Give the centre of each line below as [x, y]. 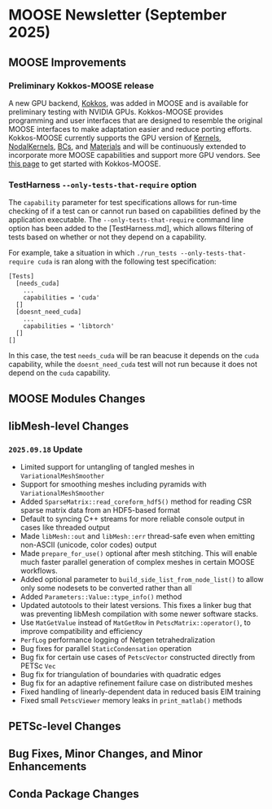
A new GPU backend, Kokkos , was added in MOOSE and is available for [129, 103]
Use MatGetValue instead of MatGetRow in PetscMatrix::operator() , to [135, 623]
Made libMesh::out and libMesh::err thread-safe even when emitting [137, 536]
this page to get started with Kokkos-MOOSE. [85, 164]
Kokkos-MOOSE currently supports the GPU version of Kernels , [115, 138]
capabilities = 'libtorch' [69, 326]
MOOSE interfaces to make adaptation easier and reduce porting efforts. [130, 129]
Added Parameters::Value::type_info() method [101, 597]
